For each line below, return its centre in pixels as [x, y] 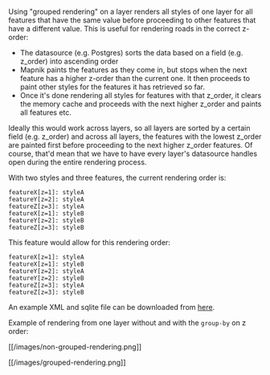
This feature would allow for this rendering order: [90, 243]
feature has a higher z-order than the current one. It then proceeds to [135, 78]
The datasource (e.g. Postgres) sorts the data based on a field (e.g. [131, 53]
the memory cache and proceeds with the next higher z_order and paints [141, 104]
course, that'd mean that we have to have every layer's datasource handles [133, 153]
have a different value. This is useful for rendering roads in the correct [125, 29]
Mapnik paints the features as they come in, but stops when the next [133, 70]
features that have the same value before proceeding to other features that [132, 20]
